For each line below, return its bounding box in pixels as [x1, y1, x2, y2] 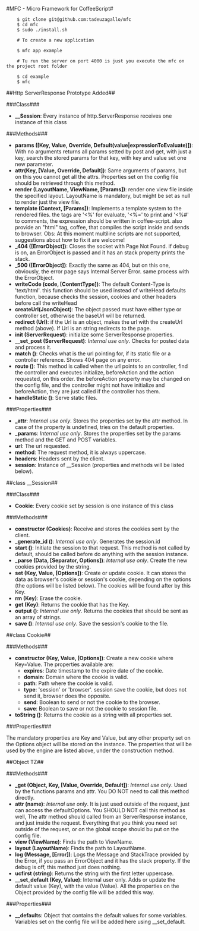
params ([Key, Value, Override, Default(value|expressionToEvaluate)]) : [14, 142, 193, 149]
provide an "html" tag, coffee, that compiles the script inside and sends [14, 224, 189, 231]
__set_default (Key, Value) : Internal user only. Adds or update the [14, 876, 176, 883]
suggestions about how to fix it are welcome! [14, 236, 125, 243]
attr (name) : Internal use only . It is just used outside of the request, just [14, 800, 190, 807]
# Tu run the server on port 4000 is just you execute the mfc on [17, 58, 185, 64]
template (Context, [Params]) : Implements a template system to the [14, 205, 182, 212]
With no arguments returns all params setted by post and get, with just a [14, 148, 192, 155]
